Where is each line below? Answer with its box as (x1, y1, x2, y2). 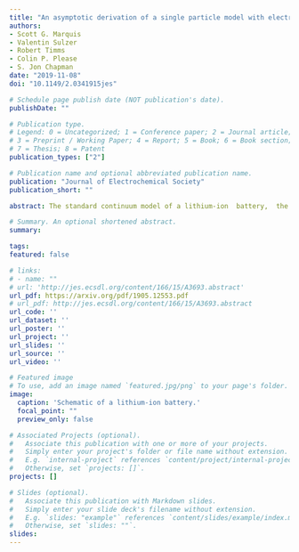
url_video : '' (9, 357, 62, 366)
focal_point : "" (17, 406, 77, 415)
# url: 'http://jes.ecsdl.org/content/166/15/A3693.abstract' (9, 282, 245, 292)
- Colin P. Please (9, 54, 77, 63)
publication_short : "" (9, 185, 93, 194)
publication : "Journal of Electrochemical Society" (9, 177, 205, 186)
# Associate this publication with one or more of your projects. (9, 439, 269, 448)
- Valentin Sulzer (9, 37, 77, 47)
